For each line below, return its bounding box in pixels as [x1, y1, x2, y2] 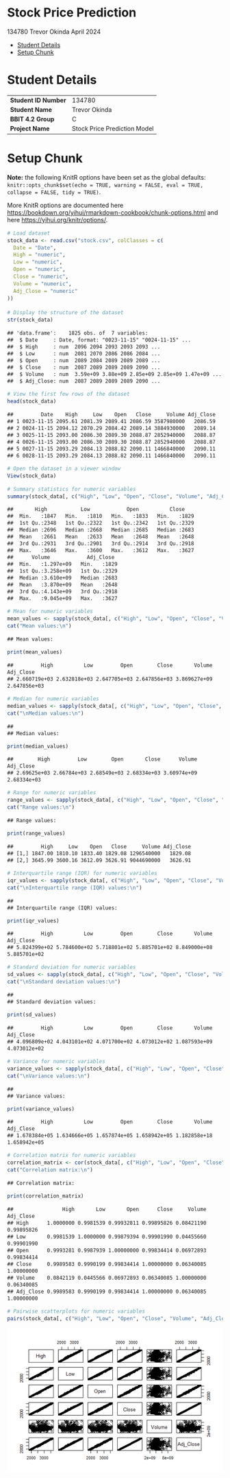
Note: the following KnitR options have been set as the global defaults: [7, 173, 206, 181]
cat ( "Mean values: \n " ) [7, 623, 72, 630]
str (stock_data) [7, 317, 53, 324]
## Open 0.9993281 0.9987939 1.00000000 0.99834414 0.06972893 [7, 1247, 207, 1254]
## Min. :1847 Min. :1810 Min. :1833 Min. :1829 [7, 513, 194, 520]
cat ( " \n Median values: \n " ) [7, 710, 84, 717]
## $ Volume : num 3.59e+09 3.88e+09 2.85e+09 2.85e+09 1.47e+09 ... [7, 371, 222, 378]
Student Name [10, 105, 53, 114]
